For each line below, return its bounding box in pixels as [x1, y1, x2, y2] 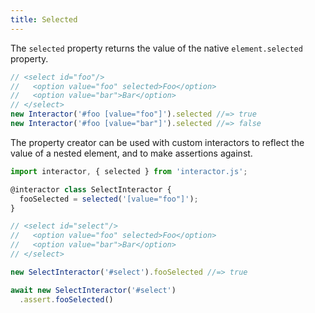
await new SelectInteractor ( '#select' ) [10, 285, 177, 295]
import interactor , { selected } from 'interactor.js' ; [10, 166, 248, 176]
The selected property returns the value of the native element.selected [10, 42, 303, 54]
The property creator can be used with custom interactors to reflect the [10, 136, 305, 148]
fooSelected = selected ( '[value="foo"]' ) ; [19, 194, 199, 204]
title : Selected [10, 14, 78, 25]
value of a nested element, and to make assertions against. [10, 147, 253, 159]
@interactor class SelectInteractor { [10, 184, 172, 195]
